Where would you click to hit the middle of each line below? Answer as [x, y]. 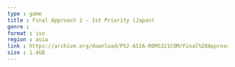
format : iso [26, 33]
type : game [24, 14]
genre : [19, 27]
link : [17, 46]
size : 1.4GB [26, 53]
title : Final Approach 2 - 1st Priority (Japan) [81, 20]
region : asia [28, 40]
